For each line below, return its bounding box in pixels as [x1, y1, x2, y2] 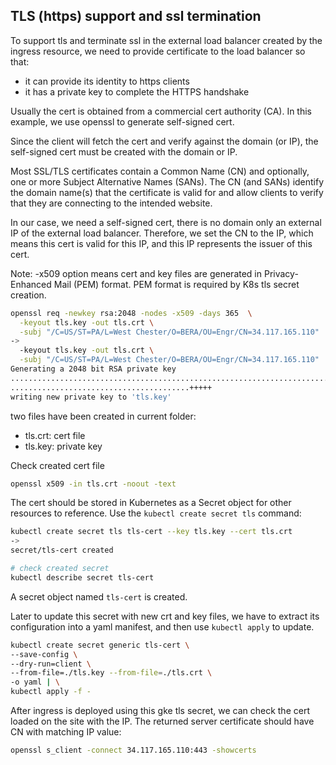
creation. [10, 289, 47, 301]
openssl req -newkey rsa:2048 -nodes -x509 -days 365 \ [10, 308, 253, 318]
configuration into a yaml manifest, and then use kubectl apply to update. [10, 620, 315, 633]
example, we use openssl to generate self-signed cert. [10, 115, 235, 128]
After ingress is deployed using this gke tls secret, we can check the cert [10, 705, 310, 717]
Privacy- [263, 267, 299, 279]
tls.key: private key [24, 440, 103, 452]
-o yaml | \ [10, 677, 60, 688]
